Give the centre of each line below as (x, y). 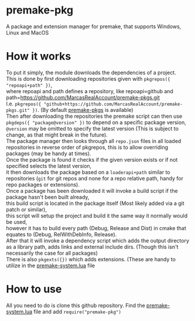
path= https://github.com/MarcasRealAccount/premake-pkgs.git (83, 97)
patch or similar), (26, 209)
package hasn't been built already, (48, 197)
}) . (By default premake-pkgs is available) (83, 110)
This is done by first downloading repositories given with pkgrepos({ (88, 78)
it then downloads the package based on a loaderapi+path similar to (88, 172)
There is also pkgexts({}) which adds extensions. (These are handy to (91, 259)
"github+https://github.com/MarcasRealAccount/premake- (113, 104)
